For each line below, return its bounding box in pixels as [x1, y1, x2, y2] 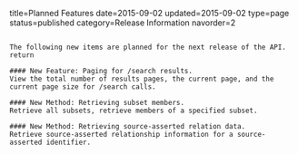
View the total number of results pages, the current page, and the [9, 74, 274, 83]
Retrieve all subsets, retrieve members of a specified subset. [9, 106, 258, 115]
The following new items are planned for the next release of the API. [9, 43, 286, 52]
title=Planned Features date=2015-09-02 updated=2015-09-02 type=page [9, 8, 290, 18]
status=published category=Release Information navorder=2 [9, 17, 236, 28]
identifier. [45, 138, 92, 147]
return [9, 51, 35, 60]
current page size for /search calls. [9, 82, 156, 91]
